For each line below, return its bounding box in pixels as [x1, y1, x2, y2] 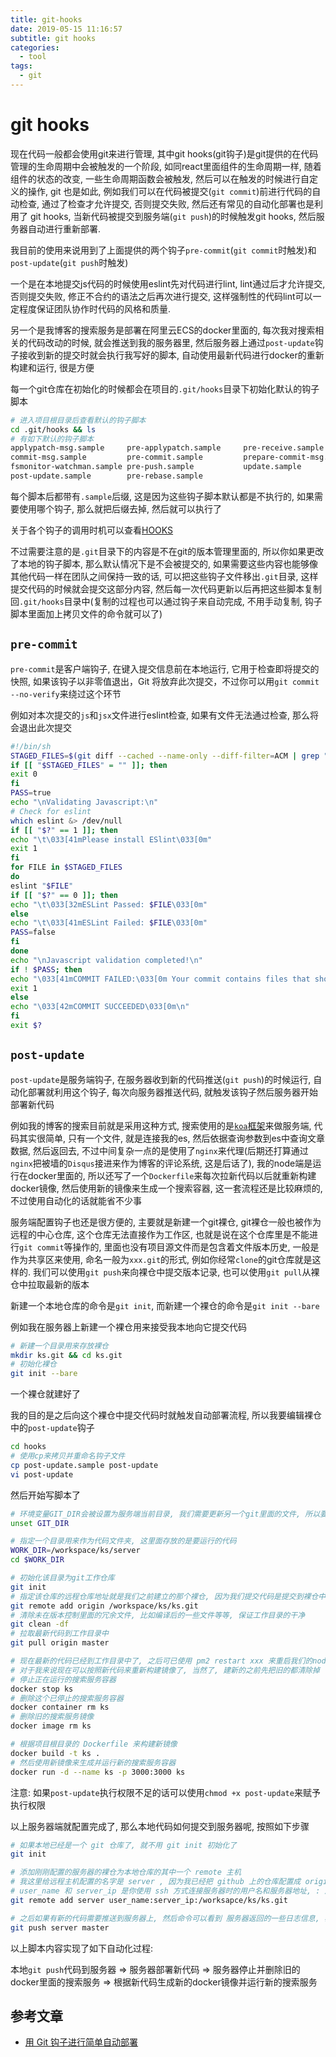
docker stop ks [10, 1684, 74, 1694]
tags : [10, 61, 33, 71]
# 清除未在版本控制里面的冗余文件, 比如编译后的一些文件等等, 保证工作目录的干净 [10, 1610, 306, 1620]
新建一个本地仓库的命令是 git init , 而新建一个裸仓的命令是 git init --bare [10, 1299, 320, 1311]
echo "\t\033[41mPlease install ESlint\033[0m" [10, 834, 213, 845]
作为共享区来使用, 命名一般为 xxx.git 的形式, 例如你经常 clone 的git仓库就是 [10, 1253, 313, 1265]
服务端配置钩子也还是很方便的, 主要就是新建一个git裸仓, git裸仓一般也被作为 [10, 1216, 322, 1228]
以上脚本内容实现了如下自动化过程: [10, 1942, 154, 1954]
